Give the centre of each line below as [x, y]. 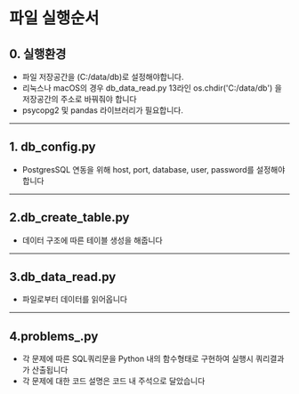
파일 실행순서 [54, 18]
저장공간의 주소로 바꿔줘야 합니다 [79, 99]
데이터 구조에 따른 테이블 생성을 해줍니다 [92, 240]
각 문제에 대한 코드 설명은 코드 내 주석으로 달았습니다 [113, 381]
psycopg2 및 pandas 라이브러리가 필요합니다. [103, 110]
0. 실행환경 [38, 54]
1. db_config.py [53, 147]
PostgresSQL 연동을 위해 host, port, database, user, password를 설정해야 [154, 169]
